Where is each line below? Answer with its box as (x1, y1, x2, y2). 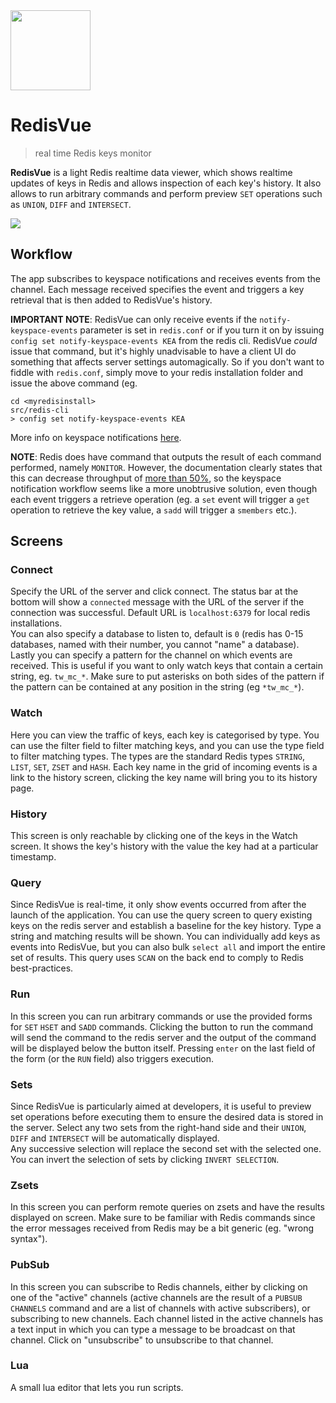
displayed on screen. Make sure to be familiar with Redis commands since (10, 1212, 316, 1224)
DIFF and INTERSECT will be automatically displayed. (10, 1132, 220, 1144)
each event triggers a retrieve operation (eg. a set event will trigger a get (10, 493, 311, 505)
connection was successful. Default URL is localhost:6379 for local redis (10, 607, 311, 619)
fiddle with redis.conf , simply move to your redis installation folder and (10, 366, 304, 378)
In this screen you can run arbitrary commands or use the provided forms (10, 1010, 313, 1022)
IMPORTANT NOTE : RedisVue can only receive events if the (10, 313, 258, 325)
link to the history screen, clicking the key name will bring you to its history (10, 771, 318, 783)
